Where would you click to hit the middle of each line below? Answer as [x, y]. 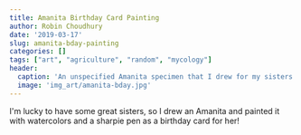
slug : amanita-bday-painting [64, 43]
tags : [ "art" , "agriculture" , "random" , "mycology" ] [111, 60]
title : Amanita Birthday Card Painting [85, 18]
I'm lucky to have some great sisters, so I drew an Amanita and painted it [145, 111]
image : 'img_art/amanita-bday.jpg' [85, 85]
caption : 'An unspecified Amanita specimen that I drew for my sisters [155, 77]
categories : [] [38, 52]
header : [24, 69]
